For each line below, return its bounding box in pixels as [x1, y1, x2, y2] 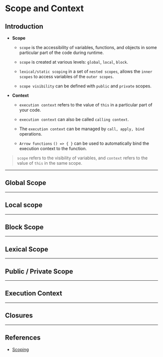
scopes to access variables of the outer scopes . [19, 74, 114, 79]
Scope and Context [5, 3, 84, 14]
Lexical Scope [5, 245, 49, 253]
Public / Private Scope [5, 267, 73, 275]
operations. [19, 131, 42, 136]
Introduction [5, 22, 44, 31]
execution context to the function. [19, 146, 87, 151]
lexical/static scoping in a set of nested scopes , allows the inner [19, 68, 153, 74]
